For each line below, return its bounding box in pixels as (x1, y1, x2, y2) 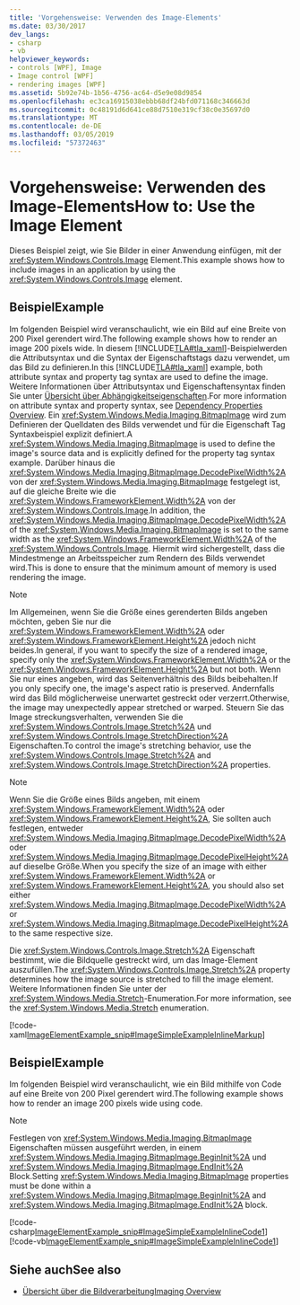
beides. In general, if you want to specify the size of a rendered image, (9, 644, 268, 656)
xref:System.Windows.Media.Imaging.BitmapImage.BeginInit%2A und (9, 1151, 267, 1163)
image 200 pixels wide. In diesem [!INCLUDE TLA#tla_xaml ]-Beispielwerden (9, 342, 287, 353)
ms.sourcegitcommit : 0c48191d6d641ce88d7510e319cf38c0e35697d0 (9, 105, 251, 114)
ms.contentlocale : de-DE (9, 122, 102, 131)
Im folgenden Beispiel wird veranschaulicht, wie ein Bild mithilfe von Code (9, 1079, 282, 1089)
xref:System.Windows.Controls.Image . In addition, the (9, 505, 206, 516)
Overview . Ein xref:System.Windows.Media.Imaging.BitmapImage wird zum (9, 410, 287, 420)
